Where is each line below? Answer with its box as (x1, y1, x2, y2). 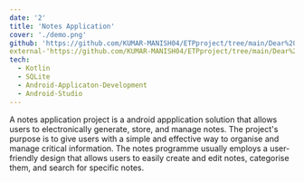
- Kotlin (17, 64, 51, 73)
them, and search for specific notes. (9, 162, 145, 173)
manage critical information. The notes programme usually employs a (9, 142, 269, 154)
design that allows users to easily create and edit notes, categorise (40, 152, 290, 163)
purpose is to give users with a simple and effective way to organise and (9, 133, 280, 144)
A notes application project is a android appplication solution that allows (9, 114, 278, 125)
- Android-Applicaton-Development (17, 81, 147, 90)
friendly (9, 152, 39, 163)
